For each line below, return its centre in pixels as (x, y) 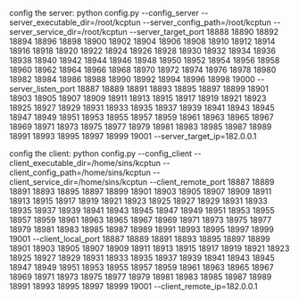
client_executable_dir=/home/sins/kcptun (85, 163)
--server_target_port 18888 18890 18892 (204, 32)
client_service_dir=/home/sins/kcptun (79, 182)
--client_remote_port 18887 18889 (212, 182)
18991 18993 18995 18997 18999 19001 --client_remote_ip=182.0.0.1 (133, 286)
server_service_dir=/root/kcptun (68, 32)
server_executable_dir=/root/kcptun (75, 22)
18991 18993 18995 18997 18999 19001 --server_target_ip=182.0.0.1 (133, 136)
